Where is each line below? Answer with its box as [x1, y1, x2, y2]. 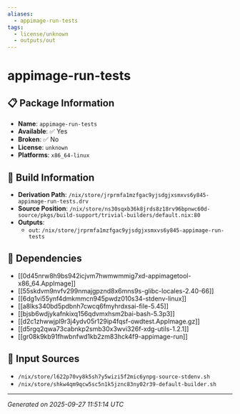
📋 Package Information [7, 97, 115, 109]
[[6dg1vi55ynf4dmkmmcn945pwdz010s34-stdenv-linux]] [17, 294, 187, 303]
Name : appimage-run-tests [17, 119, 98, 128]
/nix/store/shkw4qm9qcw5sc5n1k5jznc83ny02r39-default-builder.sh [17, 380, 216, 388]
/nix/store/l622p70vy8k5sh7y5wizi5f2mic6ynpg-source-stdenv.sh [17, 373, 211, 380]
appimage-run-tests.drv [17, 198, 89, 205]
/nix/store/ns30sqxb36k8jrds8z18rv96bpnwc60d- [69, 205, 211, 213]
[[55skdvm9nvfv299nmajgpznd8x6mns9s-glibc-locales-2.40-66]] [17, 286, 214, 295]
